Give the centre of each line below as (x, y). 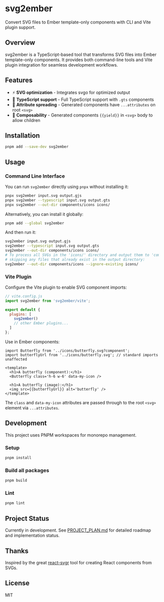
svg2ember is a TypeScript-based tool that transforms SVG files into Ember (81, 54)
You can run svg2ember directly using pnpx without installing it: (67, 186)
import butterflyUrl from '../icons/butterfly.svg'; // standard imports (82, 355)
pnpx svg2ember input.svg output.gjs (43, 196)
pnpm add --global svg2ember (35, 223)
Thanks (17, 551)
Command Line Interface (35, 176)
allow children (26, 120)
